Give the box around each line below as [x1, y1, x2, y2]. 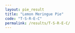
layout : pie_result [5, 7, 45, 12]
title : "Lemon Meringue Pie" [5, 12, 64, 16]
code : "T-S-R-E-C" [5, 16, 42, 21]
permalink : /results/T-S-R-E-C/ [5, 20, 70, 26]
